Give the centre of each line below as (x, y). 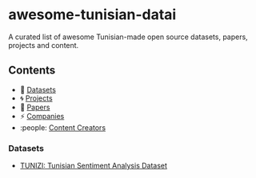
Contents (32, 71)
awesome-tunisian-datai (92, 15)
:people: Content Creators (63, 127)
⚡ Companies (42, 116)
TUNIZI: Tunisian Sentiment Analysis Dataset (94, 166)
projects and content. (44, 45)
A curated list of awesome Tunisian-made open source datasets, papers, (128, 37)
